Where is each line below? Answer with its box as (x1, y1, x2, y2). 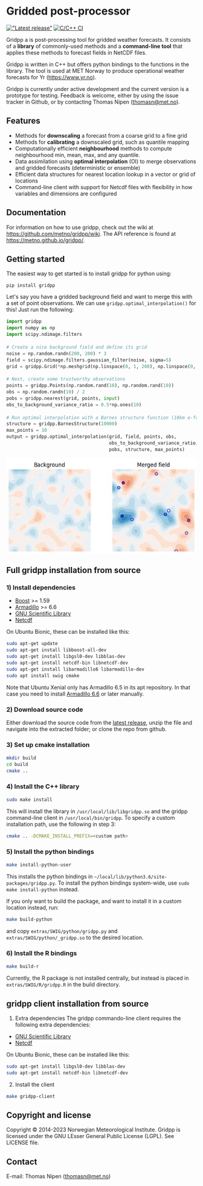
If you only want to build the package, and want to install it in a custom (6, 897, 182, 905)
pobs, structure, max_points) (109, 446, 185, 452)
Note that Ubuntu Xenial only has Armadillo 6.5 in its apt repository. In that (6, 683, 190, 691)
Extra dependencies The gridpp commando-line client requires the (14, 1014, 181, 1022)
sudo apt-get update (6, 641, 59, 647)
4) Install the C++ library (6, 782, 80, 791)
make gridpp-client (6, 1093, 56, 1099)
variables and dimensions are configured (14, 190, 117, 197)
